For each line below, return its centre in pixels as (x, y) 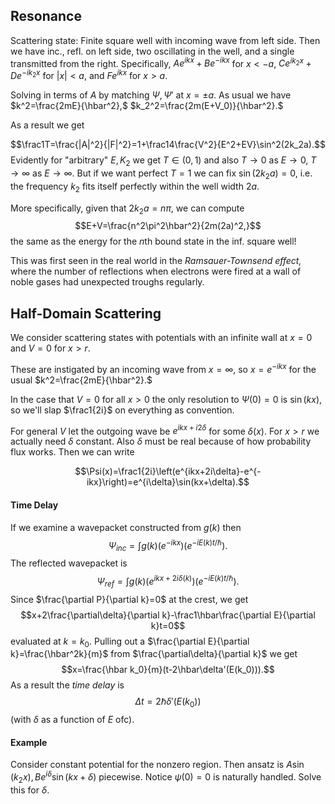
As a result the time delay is (67, 685)
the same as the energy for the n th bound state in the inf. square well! (153, 241)
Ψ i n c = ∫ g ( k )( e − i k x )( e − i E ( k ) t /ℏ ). (168, 545)
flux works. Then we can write (72, 452)
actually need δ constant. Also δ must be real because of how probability (161, 441)
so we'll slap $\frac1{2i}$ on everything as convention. (122, 410)
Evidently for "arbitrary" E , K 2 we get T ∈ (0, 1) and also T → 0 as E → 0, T (163, 161)
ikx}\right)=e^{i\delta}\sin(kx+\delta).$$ (168, 482)
